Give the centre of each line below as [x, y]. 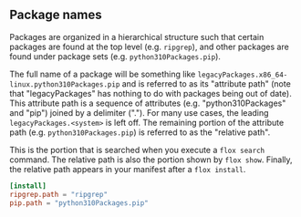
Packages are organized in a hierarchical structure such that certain [137, 36]
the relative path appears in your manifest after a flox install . [128, 169]
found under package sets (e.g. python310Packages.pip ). [115, 56]
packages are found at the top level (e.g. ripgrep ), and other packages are [149, 46]
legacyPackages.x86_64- [243, 75]
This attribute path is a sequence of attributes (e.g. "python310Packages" [148, 103]
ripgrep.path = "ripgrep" [58, 194]
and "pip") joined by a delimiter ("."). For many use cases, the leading [139, 112]
